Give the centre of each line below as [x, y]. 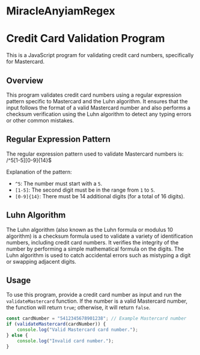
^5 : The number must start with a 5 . [59, 183]
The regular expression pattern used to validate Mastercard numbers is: [95, 154]
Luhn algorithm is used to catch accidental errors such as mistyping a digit [98, 255]
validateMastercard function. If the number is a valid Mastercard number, [97, 301]
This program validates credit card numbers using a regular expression [94, 95]
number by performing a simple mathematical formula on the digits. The [95, 249]
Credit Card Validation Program [86, 39]
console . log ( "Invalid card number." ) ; [65, 341]
